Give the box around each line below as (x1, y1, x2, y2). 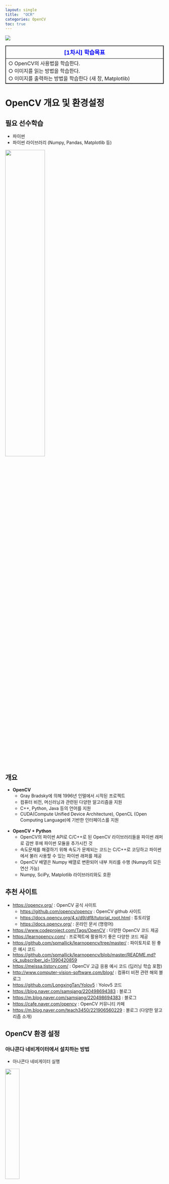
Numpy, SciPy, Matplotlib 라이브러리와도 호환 (20, 872, 111, 878)
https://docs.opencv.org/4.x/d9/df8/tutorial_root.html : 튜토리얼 (20, 914, 151, 920)
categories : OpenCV (5, 17, 46, 22)
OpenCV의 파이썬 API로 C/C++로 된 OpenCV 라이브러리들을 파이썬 (20, 834, 154, 840)
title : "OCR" (5, 12, 35, 17)
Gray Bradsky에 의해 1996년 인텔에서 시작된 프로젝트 (20, 793, 126, 799)
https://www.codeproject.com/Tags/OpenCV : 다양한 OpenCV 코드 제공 (12, 927, 159, 933)
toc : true (5, 21, 26, 27)
